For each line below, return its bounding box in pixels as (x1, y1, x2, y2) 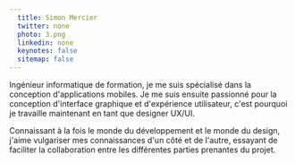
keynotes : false (17, 47, 78, 56)
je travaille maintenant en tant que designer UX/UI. (9, 108, 195, 118)
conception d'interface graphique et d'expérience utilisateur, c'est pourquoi (9, 99, 288, 108)
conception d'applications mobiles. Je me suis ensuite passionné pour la (9, 89, 277, 99)
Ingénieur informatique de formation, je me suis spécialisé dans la (9, 80, 252, 90)
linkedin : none (17, 38, 74, 47)
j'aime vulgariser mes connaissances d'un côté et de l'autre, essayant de (9, 135, 278, 145)
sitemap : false (17, 55, 74, 64)
